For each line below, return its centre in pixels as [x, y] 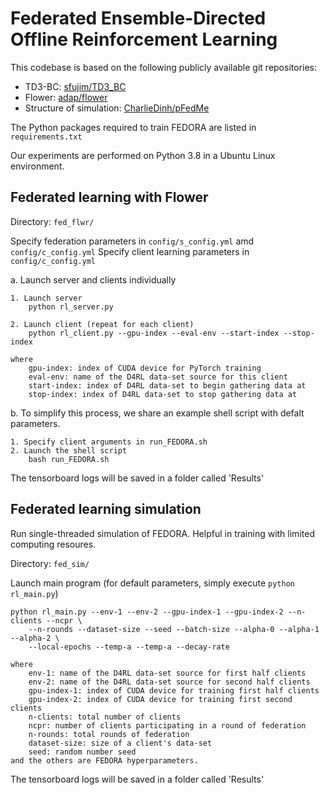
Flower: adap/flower [66, 97]
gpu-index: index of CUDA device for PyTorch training [145, 368]
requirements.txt [46, 137]
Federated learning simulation [106, 509]
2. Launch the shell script [69, 450]
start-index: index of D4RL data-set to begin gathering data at [167, 385]
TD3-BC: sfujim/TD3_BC [75, 86]
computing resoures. [53, 544]
